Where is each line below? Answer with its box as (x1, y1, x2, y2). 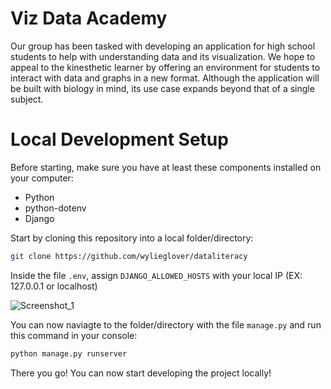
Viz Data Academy (10, 7, 168, 30)
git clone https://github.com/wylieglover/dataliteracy (10, 251, 248, 261)
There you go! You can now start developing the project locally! (10, 367, 272, 379)
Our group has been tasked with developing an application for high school (10, 40, 316, 52)
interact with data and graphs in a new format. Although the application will (10, 72, 320, 84)
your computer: (10, 172, 74, 184)
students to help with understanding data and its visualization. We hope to (10, 50, 316, 62)
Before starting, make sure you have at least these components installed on (10, 161, 322, 173)
